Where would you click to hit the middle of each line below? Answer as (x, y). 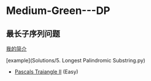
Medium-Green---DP (58, 11)
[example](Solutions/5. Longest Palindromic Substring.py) (76, 60)
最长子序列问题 (33, 34)
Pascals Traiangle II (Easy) (46, 72)
